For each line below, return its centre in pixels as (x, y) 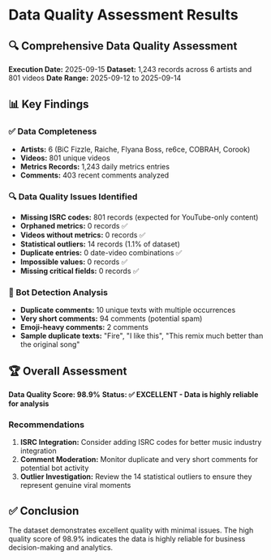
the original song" (50, 344)
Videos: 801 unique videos (65, 158)
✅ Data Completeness (53, 131)
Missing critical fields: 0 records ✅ (80, 271)
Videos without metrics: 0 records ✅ (83, 235)
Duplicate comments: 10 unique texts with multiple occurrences (128, 310)
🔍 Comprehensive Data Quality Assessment (123, 46)
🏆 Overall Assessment (68, 371)
